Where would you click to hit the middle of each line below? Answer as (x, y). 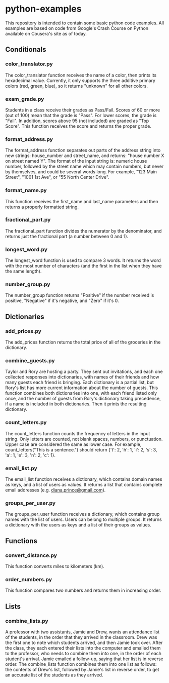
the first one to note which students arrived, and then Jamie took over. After (84, 642)
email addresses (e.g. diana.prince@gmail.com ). (55, 490)
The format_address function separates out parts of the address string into (83, 150)
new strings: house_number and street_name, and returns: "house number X (85, 156)
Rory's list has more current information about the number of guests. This (81, 388)
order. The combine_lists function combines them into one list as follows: (81, 664)
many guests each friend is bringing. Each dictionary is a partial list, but (79, 383)
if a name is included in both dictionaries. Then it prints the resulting (76, 404)
